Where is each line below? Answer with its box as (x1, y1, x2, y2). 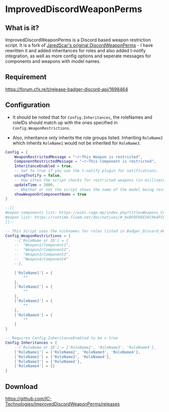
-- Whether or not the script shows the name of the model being (14, 187, 154, 192)
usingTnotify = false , (14, 173, 62, 178)
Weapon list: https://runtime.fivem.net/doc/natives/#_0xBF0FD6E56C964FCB (5, 215, 165, 220)
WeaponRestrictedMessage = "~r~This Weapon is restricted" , (14, 154, 143, 159)
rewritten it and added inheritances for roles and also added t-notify (5, 48, 146, 53)
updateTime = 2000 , (14, 182, 55, 187)
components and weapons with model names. (5, 58, 101, 64)
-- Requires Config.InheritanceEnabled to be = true (5, 336, 118, 341)
